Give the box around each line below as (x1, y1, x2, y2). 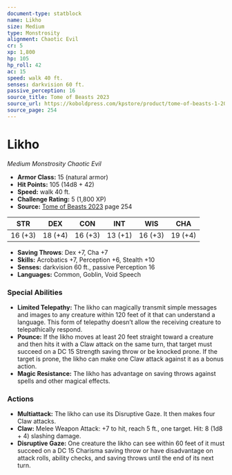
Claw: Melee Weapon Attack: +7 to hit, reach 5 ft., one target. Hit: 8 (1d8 (17, 424, 223, 433)
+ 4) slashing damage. (17, 432, 81, 440)
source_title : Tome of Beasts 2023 (7, 94, 110, 101)
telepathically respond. (17, 325, 83, 333)
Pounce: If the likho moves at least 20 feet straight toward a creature (17, 332, 214, 341)
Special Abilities (7, 287, 63, 297)
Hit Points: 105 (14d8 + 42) (17, 180, 95, 188)
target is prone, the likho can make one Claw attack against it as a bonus (17, 355, 224, 363)
